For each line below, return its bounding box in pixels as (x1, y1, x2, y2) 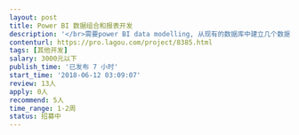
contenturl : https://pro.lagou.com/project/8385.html (9, 37, 214, 47)
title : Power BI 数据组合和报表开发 (9, 21, 133, 30)
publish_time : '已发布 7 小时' (9, 63, 118, 72)
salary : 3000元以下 (9, 54, 77, 63)
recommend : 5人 (9, 95, 64, 105)
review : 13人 (9, 79, 56, 88)
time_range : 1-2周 (9, 104, 77, 113)
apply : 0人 (9, 87, 49, 96)
